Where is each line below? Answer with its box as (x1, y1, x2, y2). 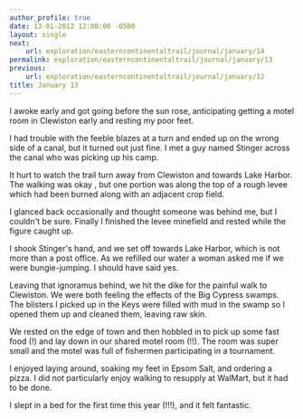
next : (9, 38, 30, 48)
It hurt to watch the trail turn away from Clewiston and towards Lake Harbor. (9, 169, 293, 180)
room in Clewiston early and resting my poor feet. (9, 115, 194, 126)
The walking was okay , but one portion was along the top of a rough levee (9, 178, 288, 190)
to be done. (9, 382, 52, 393)
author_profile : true (9, 13, 91, 23)
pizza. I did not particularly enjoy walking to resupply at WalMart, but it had (9, 372, 289, 383)
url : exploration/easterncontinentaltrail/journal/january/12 (25, 72, 265, 81)
